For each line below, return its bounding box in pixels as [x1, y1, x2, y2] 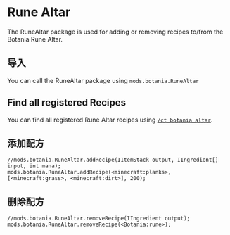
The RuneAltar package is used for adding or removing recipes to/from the [7, 27, 224, 36]
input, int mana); [7, 163, 61, 170]
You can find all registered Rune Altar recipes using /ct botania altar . [7, 115, 213, 124]
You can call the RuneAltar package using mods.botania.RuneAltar [7, 76, 199, 84]
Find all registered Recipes [7, 96, 127, 109]
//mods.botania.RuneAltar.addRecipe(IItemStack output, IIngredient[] [7, 156, 219, 164]
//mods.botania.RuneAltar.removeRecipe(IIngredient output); [7, 215, 191, 222]
